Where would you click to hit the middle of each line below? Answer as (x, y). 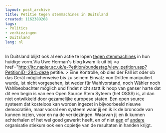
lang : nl (14, 42)
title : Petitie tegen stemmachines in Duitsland (57, 14)
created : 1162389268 (27, 19)
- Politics (16, 28)
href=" (12, 67)
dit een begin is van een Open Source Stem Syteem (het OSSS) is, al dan (80, 93)
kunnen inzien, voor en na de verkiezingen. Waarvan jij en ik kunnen (75, 115)
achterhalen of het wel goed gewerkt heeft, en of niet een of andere (75, 120)
